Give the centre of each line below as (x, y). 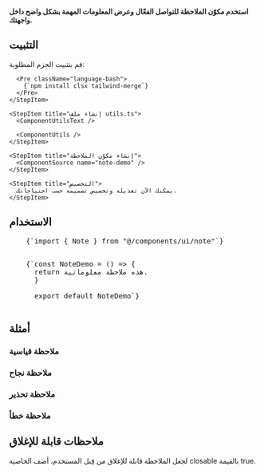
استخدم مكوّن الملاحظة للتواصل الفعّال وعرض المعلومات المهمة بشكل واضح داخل (129, 12)
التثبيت (24, 45)
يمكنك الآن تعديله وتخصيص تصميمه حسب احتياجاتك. (97, 191)
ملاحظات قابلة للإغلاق (57, 442)
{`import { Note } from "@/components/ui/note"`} (125, 241)
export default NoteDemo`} (87, 296)
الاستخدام (31, 222)
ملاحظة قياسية (34, 351)
